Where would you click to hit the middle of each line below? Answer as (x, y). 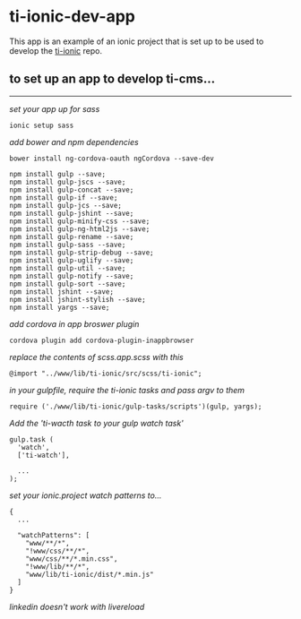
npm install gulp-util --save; (68, 268)
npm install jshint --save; (62, 292)
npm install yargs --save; (60, 307)
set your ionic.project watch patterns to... (86, 495)
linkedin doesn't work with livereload (77, 606)
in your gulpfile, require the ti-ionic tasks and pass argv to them (127, 390)
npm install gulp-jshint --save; (72, 213)
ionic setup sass (42, 125)
